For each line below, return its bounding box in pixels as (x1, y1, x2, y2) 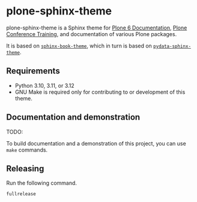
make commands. (6, 146, 48, 153)
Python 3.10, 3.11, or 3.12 (14, 82, 75, 89)
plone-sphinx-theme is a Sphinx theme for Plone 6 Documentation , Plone (6, 24, 187, 31)
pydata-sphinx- (153, 43, 191, 49)
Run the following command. (6, 179, 77, 187)
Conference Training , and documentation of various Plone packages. (6, 30, 177, 37)
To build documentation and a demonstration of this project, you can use (6, 139, 186, 147)
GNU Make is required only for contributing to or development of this (14, 88, 186, 96)
